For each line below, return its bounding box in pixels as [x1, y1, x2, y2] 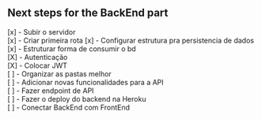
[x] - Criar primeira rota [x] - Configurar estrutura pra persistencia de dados [7, 35, 255, 45]
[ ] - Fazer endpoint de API [7, 86, 94, 95]
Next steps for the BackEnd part [7, 6, 169, 20]
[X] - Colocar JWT [7, 61, 68, 70]
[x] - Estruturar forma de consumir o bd [7, 43, 136, 54]
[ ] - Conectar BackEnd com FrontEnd [7, 102, 131, 112]
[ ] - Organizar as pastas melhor [7, 69, 112, 78]
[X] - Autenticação [7, 52, 68, 61]
